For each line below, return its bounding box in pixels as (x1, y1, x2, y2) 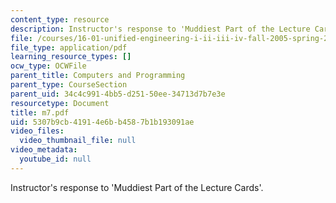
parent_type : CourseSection (10, 80, 128, 90)
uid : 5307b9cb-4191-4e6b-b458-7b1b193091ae (10, 117, 195, 127)
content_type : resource (10, 14, 110, 25)
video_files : (10, 126, 65, 136)
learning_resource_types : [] (10, 52, 132, 62)
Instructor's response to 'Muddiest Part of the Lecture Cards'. (10, 181, 264, 193)
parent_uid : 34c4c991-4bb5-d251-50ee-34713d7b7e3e (10, 89, 226, 99)
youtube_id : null (19, 154, 92, 164)
